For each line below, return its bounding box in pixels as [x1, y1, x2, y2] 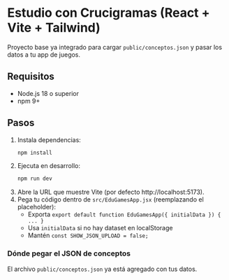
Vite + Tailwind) [7, 20, 101, 36]
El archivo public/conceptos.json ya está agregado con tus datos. [7, 265, 198, 273]
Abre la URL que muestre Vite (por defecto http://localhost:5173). [17, 188, 205, 197]
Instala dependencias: [17, 135, 82, 144]
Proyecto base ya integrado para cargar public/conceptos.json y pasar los [7, 43, 222, 51]
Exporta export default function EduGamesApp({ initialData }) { [27, 210, 221, 218]
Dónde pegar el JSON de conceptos [7, 248, 131, 258]
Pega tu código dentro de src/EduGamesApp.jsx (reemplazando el [17, 195, 204, 204]
